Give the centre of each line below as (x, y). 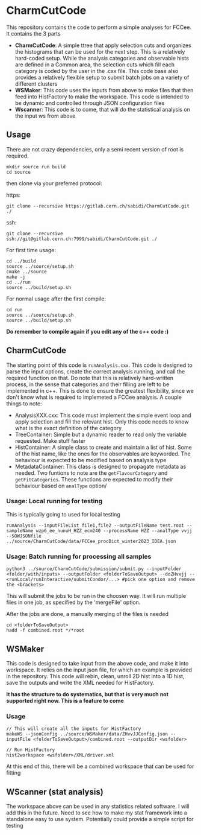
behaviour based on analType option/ (61, 486)
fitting (14, 773)
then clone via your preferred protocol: (54, 183)
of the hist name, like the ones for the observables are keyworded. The (103, 454)
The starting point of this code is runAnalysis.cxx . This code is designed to (99, 365)
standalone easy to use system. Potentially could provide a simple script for (100, 819)
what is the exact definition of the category (68, 428)
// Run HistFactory (31, 750)
